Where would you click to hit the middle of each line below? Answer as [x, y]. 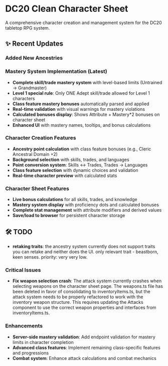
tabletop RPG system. [28, 28]
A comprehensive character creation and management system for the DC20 [83, 23]
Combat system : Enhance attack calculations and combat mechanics [84, 358]
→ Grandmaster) [30, 88]
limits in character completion [43, 342]
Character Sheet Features [37, 189]
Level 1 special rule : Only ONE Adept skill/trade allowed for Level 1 [81, 93]
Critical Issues [23, 270]
